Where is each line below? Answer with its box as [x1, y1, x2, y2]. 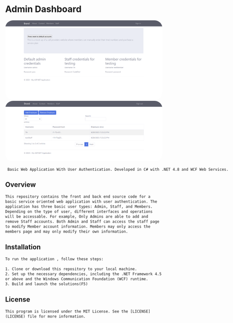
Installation [5, 243, 41, 251]
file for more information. [27, 314, 86, 319]
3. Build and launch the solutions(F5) [5, 282, 88, 287]
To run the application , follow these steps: [5, 257, 104, 262]
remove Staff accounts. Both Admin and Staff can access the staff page [5, 219, 160, 224]
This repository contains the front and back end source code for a [5, 194, 151, 199]
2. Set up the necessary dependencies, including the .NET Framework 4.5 [5, 272, 162, 277]
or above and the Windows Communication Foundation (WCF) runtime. [5, 277, 149, 282]
